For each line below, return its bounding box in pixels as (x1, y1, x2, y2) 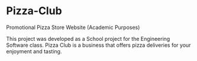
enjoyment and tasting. (6, 47, 62, 54)
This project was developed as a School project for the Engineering (6, 35, 170, 42)
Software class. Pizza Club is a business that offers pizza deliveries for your (6, 41, 191, 49)
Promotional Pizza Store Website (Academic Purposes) (6, 24, 140, 31)
